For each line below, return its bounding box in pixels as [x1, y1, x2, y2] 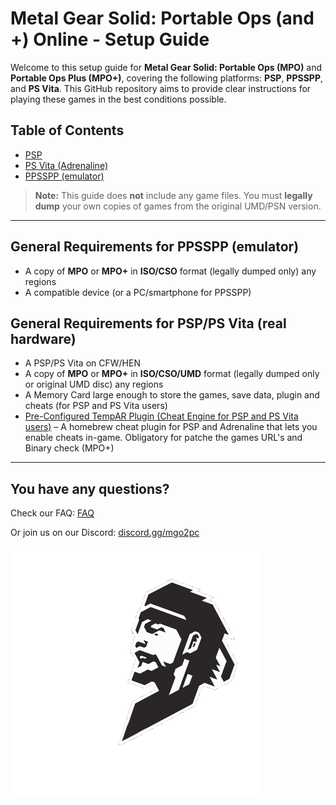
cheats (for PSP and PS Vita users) [24, 400, 168, 412]
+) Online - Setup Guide [10, 28, 210, 51]
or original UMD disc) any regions [24, 378, 164, 391]
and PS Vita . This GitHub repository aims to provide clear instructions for [10, 82, 312, 94]
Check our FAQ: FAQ [10, 507, 95, 519]
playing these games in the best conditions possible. [10, 93, 227, 105]
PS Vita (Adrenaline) [24, 159, 108, 171]
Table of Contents [10, 122, 125, 139]
